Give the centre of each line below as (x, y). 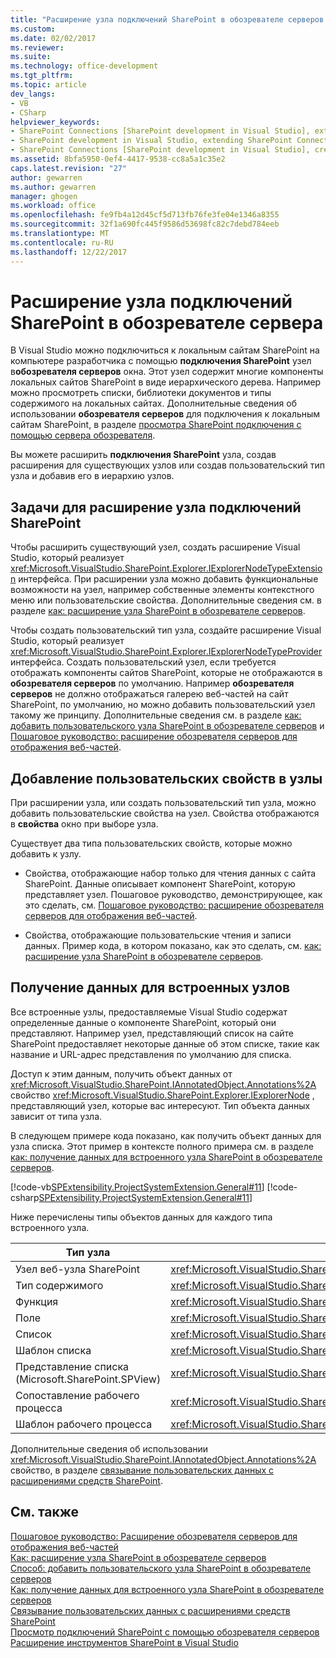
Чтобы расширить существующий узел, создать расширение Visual (155, 547)
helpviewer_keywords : (55, 122)
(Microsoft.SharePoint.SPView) (88, 1379)
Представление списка (72, 1366)
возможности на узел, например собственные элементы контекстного (162, 590)
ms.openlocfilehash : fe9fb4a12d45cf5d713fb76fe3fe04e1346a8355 (145, 215)
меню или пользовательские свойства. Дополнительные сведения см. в (166, 600)
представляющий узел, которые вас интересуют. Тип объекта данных (160, 1105)
